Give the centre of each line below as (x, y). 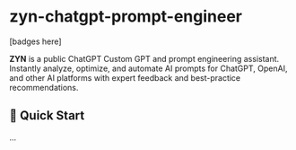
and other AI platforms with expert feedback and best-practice (125, 77)
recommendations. (44, 87)
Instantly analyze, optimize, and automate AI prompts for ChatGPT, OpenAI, (148, 68)
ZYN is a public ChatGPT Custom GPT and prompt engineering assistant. (144, 58)
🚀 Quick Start (47, 115)
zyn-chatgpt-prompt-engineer (126, 17)
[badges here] (35, 41)
